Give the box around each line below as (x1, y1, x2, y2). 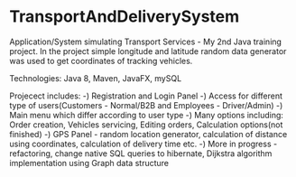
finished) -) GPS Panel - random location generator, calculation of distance (9, 128, 288, 139)
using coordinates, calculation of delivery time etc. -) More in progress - (9, 138, 278, 149)
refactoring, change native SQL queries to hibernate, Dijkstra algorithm (9, 147, 273, 159)
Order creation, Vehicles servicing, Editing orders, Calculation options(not (9, 119, 283, 130)
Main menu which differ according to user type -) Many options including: (9, 109, 284, 120)
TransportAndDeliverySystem (9, 6, 240, 27)
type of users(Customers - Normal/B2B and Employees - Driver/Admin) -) (9, 99, 283, 110)
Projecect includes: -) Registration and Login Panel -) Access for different (9, 90, 282, 101)
